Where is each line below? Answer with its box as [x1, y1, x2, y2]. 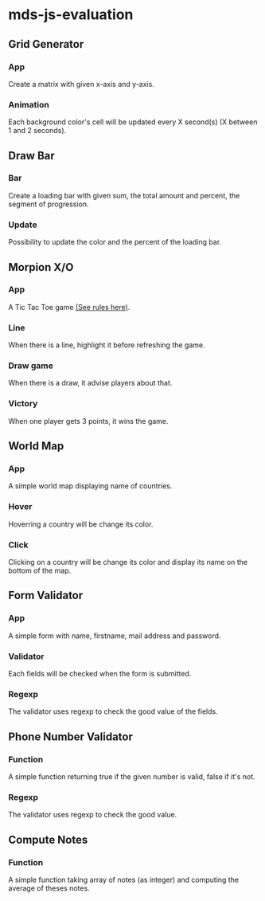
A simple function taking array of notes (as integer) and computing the [8, 875, 240, 884]
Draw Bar [8, 149, 56, 163]
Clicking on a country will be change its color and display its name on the [8, 558, 248, 567]
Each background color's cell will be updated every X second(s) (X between [8, 117, 258, 127]
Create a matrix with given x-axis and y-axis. [8, 79, 155, 88]
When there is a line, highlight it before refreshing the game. [8, 340, 205, 350]
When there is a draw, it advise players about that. [8, 378, 173, 388]
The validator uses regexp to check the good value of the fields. [8, 707, 218, 716]
